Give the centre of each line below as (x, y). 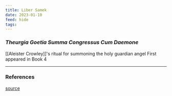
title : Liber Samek (26, 10)
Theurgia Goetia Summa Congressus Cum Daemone (72, 43)
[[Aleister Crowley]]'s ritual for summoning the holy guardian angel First (81, 53)
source (13, 88)
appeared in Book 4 (26, 59)
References (20, 77)
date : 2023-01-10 (24, 15)
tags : (11, 24)
